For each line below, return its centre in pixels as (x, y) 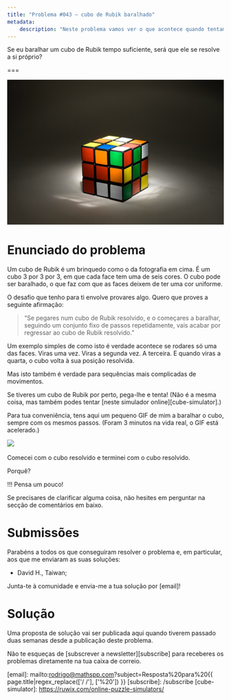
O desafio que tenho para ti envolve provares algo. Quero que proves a (108, 297)
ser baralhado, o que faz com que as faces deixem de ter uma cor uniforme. (115, 283)
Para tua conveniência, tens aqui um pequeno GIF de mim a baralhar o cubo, (115, 415)
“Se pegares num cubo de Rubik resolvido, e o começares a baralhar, (122, 318)
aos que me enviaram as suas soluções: (64, 559)
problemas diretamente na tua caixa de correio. (74, 661)
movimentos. (25, 381)
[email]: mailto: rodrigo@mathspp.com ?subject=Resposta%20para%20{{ (110, 674)
